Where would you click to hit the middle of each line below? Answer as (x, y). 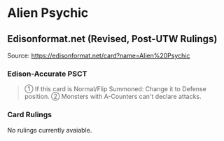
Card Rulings (30, 115)
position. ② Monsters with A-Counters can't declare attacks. (113, 97)
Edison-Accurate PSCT (47, 74)
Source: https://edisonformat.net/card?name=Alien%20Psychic (99, 55)
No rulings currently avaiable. (50, 130)
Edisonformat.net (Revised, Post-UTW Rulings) (112, 39)
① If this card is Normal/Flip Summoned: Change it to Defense (115, 89)
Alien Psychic (48, 13)
